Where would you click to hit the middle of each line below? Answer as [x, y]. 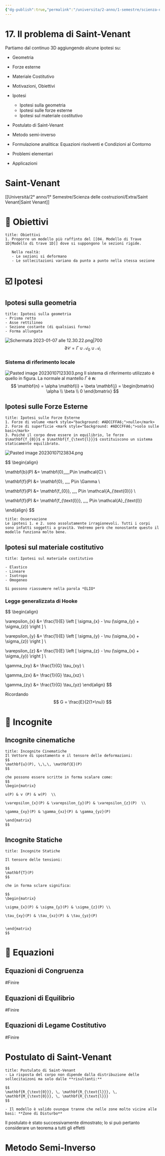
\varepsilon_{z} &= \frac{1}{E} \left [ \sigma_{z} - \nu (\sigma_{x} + [72, 651]
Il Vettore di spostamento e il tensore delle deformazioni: [69, 756]
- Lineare [15, 572]
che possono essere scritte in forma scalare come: [59, 777]
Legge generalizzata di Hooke [41, 601]
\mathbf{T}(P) [20, 873]
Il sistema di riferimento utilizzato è [119, 373]
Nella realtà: [26, 252]
